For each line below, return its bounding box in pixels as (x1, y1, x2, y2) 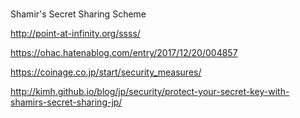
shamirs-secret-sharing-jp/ (10, 96, 123, 108)
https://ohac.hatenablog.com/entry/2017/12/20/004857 (10, 47, 238, 59)
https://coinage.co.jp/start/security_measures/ (10, 66, 202, 78)
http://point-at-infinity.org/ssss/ (10, 28, 141, 40)
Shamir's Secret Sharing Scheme (10, 8, 147, 20)
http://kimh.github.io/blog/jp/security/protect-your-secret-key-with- (10, 86, 290, 98)
